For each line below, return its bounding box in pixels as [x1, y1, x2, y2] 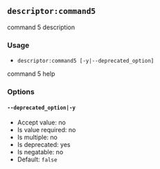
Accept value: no [17, 118, 66, 127]
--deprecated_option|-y [7, 104, 76, 111]
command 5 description [7, 23, 75, 31]
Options [7, 87, 35, 97]
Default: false [17, 155, 57, 163]
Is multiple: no [17, 133, 57, 142]
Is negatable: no [17, 148, 64, 156]
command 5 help [7, 70, 55, 78]
